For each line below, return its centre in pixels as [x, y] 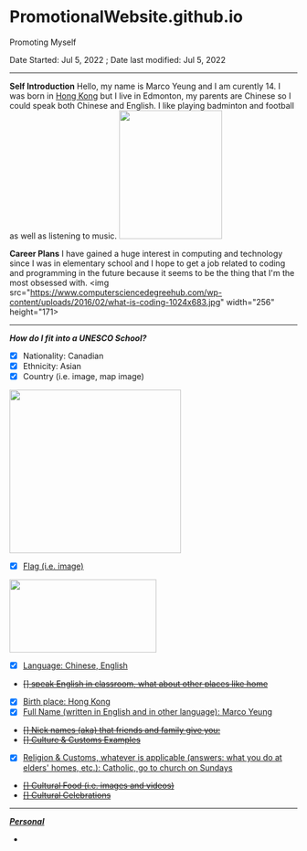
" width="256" [248, 302]
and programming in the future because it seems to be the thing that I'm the [152, 272]
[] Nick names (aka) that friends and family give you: [122, 730]
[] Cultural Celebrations [67, 795]
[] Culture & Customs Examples [82, 740]
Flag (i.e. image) [53, 566]
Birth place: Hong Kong [67, 702]
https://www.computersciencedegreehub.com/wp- [126, 292]
